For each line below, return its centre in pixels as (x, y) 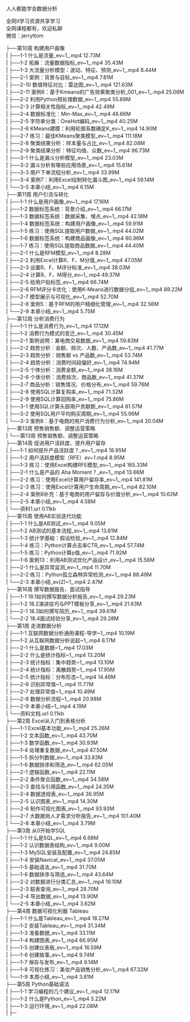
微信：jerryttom (25, 36)
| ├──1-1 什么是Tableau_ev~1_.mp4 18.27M (58, 918)
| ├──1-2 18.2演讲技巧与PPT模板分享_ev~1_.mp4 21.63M (74, 604)
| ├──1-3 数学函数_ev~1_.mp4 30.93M (52, 743)
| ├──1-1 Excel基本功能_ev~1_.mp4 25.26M (58, 728)
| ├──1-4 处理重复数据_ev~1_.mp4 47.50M (57, 750)
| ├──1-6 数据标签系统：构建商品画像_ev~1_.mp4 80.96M (75, 238)
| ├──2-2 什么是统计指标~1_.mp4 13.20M (56, 655)
